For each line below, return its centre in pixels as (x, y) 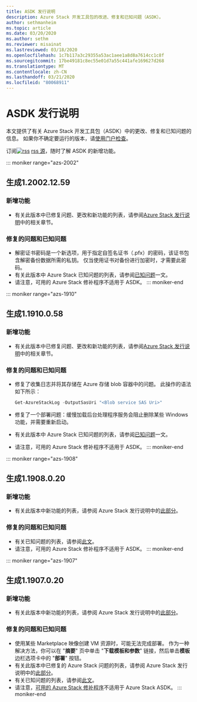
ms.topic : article (29, 28)
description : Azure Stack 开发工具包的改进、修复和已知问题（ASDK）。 (85, 17)
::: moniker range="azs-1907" (42, 560)
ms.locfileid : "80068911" (38, 83)
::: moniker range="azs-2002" (43, 162)
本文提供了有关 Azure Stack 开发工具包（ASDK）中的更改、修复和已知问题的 (99, 131)
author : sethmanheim (31, 22)
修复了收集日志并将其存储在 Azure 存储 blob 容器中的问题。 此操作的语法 (103, 384)
